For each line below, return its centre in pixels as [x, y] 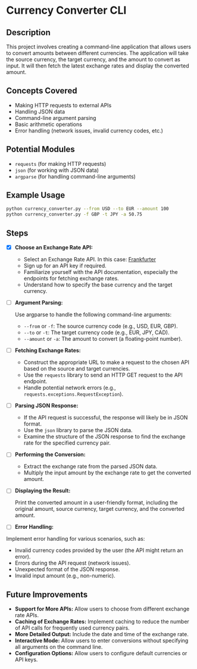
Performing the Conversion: [50, 455]
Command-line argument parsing [55, 118]
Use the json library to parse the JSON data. [78, 430]
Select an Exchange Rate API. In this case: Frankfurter [90, 260]
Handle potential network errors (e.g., [70, 388]
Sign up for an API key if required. [65, 266]
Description [28, 33]
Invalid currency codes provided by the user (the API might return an [99, 550]
